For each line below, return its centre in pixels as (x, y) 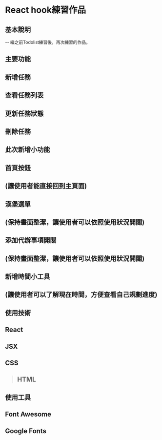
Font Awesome (28, 414)
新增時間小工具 (28, 277)
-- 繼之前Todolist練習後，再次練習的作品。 (48, 42)
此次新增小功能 (28, 150)
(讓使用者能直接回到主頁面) (46, 186)
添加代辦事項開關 (31, 241)
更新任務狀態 (24, 114)
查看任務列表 (24, 95)
